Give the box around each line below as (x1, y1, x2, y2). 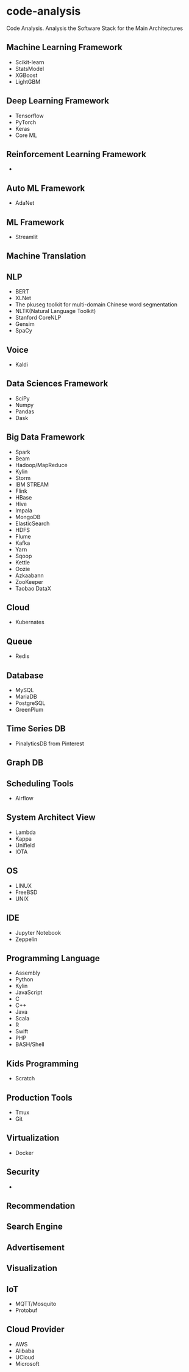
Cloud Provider (6, 1324, 65, 1335)
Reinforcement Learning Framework (6, 149, 146, 160)
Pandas (15, 408, 35, 415)
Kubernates (15, 619, 45, 626)
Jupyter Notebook (15, 929, 61, 936)
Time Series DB (6, 723, 66, 734)
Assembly (15, 969, 41, 976)
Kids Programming (6, 1058, 79, 1069)
